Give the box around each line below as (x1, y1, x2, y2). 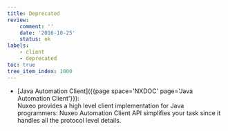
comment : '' (19, 23, 54, 30)
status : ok (19, 36, 51, 43)
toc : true (7, 61, 36, 68)
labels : (7, 42, 30, 49)
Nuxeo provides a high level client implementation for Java (17, 101, 184, 110)
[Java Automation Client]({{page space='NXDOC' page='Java (17, 87, 193, 95)
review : (7, 17, 30, 23)
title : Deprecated (7, 10, 60, 17)
